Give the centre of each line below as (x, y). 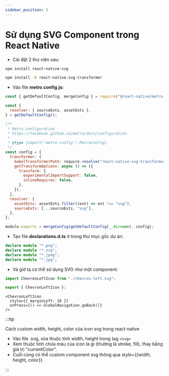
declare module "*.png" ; (31, 246)
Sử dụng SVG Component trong (72, 34)
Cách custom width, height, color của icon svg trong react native (72, 329)
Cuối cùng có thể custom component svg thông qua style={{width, (82, 355)
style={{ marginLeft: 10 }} (39, 301)
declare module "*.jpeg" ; (32, 255)
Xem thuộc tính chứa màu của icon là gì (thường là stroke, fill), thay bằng (88, 344)
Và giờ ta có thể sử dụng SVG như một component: (65, 269)
